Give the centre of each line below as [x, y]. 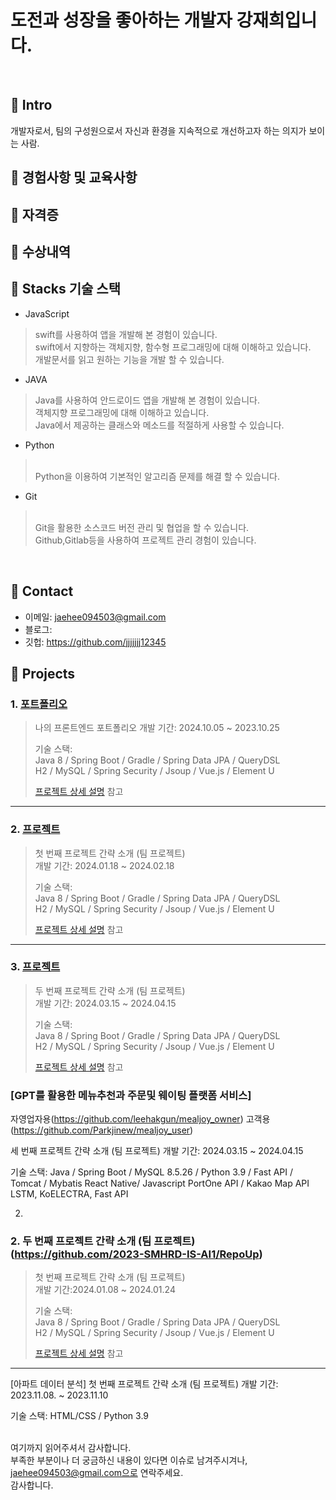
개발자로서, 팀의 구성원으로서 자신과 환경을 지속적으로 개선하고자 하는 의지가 [158, 130]
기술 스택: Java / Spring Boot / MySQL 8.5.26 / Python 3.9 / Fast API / [152, 1172]
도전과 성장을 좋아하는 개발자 [121, 20]
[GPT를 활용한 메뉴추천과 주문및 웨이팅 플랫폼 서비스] [131, 1095]
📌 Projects [43, 673]
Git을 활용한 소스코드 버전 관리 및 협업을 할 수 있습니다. [142, 527]
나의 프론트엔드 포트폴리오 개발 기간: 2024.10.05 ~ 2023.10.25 [157, 728]
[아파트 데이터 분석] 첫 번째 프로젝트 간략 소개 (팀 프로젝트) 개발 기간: [144, 1384]
